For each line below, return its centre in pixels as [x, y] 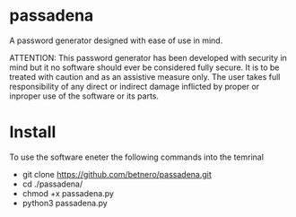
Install [33, 132]
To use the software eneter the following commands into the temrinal [137, 157]
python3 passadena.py [65, 203]
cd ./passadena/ [52, 184]
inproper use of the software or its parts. [84, 96]
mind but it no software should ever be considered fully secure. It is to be [144, 67]
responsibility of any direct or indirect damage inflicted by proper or [135, 86]
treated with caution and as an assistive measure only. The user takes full [145, 76]
